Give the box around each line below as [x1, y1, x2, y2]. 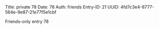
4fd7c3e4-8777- [120, 4, 154, 10]
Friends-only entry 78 [5, 19, 49, 24]
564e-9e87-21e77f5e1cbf [5, 9, 57, 15]
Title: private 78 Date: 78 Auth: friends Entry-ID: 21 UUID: [5, 4, 120, 10]
